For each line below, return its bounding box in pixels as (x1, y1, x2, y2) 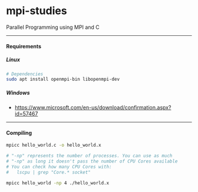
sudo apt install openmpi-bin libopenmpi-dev (6, 77, 120, 82)
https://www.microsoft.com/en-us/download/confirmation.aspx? (14, 104, 171, 111)
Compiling (6, 129, 32, 136)
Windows (6, 89, 31, 96)
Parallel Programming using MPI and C (6, 24, 100, 31)
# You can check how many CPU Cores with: (6, 164, 112, 170)
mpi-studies (6, 4, 67, 18)
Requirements (6, 42, 42, 49)
